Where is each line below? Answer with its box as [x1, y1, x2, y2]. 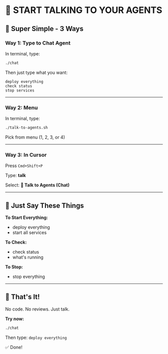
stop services [5, 87, 35, 93]
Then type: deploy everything [5, 334, 67, 340]
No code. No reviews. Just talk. [5, 306, 70, 312]
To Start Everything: [5, 214, 48, 220]
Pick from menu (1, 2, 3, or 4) [5, 134, 65, 140]
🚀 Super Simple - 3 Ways [5, 24, 84, 33]
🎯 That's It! [5, 292, 40, 301]
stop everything [12, 273, 45, 279]
